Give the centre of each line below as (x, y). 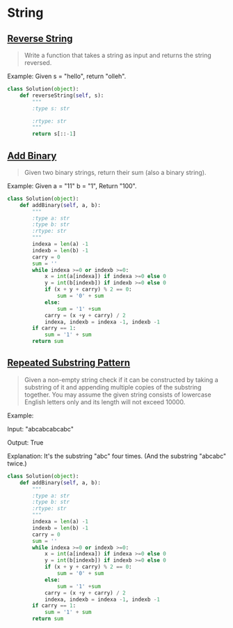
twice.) (17, 463)
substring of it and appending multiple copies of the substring (113, 387)
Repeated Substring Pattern (69, 363)
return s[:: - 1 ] (54, 134)
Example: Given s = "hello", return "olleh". (67, 76)
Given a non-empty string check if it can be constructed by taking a (121, 380)
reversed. (38, 63)
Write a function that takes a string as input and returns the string (118, 55)
